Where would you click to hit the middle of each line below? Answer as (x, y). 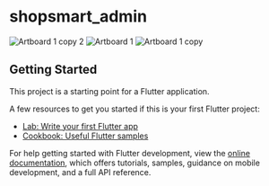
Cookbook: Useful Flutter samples (85, 136)
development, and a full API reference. (80, 172)
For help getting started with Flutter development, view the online (130, 153)
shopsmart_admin (78, 17)
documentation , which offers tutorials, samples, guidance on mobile (134, 163)
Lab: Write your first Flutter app (80, 126)
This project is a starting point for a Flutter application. (109, 91)
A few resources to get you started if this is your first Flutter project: (134, 109)
